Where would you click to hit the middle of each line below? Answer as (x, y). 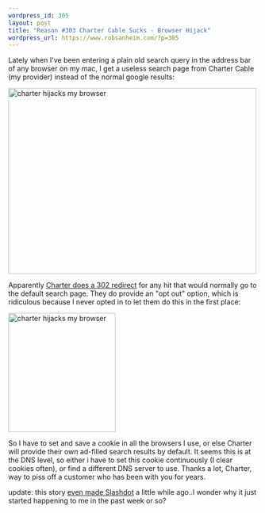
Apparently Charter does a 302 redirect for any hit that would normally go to (132, 285)
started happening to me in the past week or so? (87, 501)
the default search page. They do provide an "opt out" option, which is (123, 293)
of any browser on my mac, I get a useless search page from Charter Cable (131, 69)
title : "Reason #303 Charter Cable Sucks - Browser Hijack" (110, 30)
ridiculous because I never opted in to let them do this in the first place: (125, 302)
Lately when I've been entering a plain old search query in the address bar (130, 60)
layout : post (30, 23)
